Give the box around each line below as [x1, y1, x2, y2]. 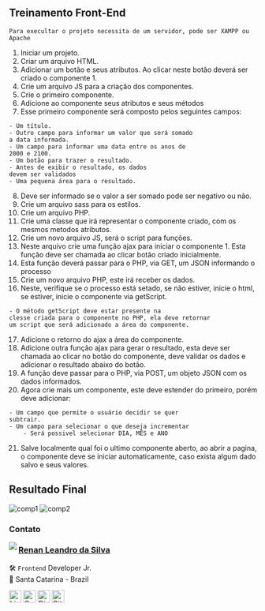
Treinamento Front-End [9, 6, 126, 20]
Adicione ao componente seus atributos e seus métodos [20, 98, 204, 107]
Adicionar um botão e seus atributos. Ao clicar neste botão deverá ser [20, 65, 248, 74]
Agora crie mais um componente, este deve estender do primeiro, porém [20, 384, 258, 394]
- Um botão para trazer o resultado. [9, 156, 133, 164]
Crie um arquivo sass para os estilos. [20, 199, 141, 208]
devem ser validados [9, 170, 77, 178]
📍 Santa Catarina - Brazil [9, 574, 89, 583]
